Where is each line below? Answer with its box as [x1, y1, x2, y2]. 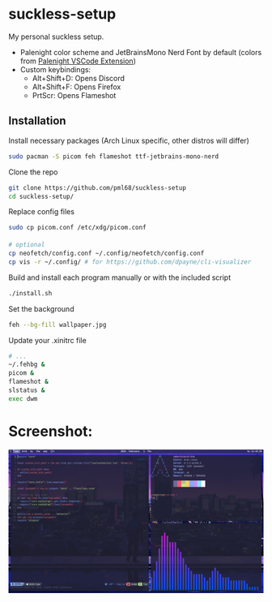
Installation [8, 114, 66, 128]
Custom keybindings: [19, 64, 91, 74]
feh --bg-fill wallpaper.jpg [8, 320, 107, 329]
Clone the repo [8, 167, 58, 177]
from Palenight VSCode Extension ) [19, 56, 136, 66]
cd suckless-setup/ [8, 192, 74, 200]
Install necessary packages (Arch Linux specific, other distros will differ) [8, 135, 249, 145]
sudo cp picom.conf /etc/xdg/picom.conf [8, 224, 147, 232]
